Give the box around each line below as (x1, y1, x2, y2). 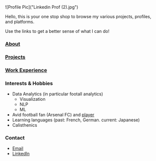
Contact (5, 134, 25, 141)
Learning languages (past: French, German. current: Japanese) (12, 117, 140, 123)
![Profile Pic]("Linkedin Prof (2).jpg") (5, 4, 78, 10)
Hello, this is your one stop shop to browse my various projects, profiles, (5, 14, 152, 19)
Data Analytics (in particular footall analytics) (12, 91, 104, 97)
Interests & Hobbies (5, 80, 53, 87)
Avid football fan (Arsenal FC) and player (12, 112, 95, 118)
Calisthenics (12, 122, 38, 128)
